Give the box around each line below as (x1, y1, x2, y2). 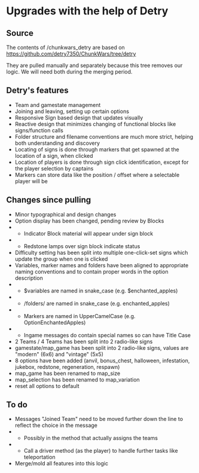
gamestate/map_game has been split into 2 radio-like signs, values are (14, 344, 189, 351)
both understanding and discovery (14, 139, 100, 147)
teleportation (23, 453, 56, 461)
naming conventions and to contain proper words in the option (14, 268, 169, 275)
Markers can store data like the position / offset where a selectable (14, 171, 180, 178)
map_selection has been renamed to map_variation (14, 376, 140, 383)
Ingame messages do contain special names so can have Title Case (23, 331, 191, 338)
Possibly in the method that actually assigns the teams (23, 435, 158, 442)
